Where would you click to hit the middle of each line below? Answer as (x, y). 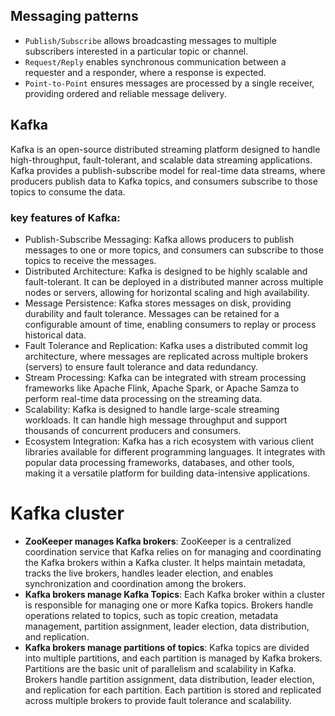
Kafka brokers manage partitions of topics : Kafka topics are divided (167, 647)
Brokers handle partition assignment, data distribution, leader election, (169, 679)
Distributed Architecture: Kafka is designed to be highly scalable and (166, 271)
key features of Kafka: (65, 217)
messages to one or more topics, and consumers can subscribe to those (174, 250)
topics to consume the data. (68, 191)
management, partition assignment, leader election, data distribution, (167, 626)
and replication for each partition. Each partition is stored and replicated (173, 690)
